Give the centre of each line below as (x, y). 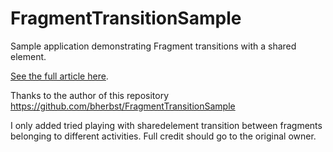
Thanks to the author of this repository (90, 95)
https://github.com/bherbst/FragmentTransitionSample (123, 106)
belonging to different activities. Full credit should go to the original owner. (163, 136)
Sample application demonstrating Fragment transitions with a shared (153, 46)
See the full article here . (59, 76)
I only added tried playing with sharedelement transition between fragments (166, 125)
